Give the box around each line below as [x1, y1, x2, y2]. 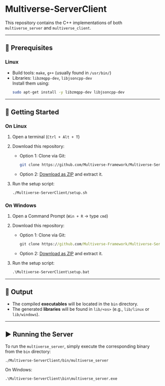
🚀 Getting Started [5, 108, 59, 116]
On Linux [5, 122, 27, 129]
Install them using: [12, 80, 50, 86]
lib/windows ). [12, 311, 40, 317]
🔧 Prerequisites [5, 44, 53, 52]
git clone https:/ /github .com [19, 242, 82, 247]
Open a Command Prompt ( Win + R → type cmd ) [12, 213, 109, 219]
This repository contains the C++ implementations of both [5, 20, 123, 26]
